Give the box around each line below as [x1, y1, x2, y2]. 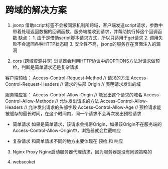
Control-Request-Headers [5, 81, 59, 87]
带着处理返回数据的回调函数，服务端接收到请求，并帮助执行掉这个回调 [12, 28, 158, 34]
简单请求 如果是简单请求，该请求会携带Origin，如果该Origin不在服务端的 [12, 121, 162, 127]
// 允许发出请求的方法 [55, 98, 99, 104]
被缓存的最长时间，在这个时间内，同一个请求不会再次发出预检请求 [5, 110, 141, 116]
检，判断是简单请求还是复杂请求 [12, 64, 79, 70]
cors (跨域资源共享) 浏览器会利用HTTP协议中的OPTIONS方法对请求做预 [12, 58, 160, 64]
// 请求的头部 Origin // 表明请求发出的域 [60, 81, 141, 87]
